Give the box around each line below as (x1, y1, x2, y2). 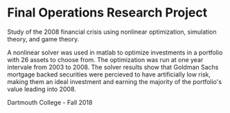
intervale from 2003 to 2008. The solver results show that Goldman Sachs (7, 63, 219, 71)
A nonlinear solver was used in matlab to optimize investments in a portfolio (7, 48, 223, 56)
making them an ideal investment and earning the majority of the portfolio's (7, 77, 222, 85)
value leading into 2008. (7, 85, 76, 93)
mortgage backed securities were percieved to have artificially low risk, (7, 70, 211, 79)
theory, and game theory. (7, 34, 80, 43)
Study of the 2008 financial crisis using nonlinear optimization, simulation (7, 28, 217, 36)
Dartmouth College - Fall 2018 (7, 98, 93, 106)
